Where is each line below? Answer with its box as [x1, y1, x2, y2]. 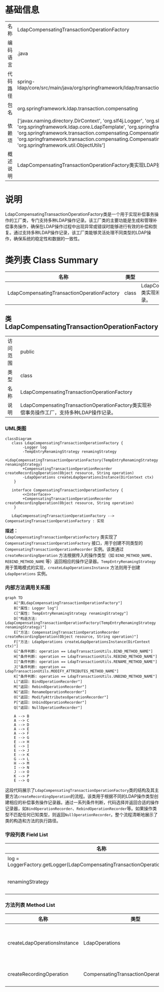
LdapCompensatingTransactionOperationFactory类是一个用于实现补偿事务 [5, 211, 155, 217]
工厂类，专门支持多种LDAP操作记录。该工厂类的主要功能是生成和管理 [13, 217, 153, 223]
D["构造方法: [14, 616, 38, 622]
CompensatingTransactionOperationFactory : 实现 [5, 518, 104, 524]
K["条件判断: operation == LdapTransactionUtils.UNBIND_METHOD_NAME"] [14, 674, 158, 679]
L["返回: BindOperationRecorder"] [14, 679, 82, 684]
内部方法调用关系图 [5, 584, 50, 591]
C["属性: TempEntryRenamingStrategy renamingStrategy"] [14, 611, 128, 616]
